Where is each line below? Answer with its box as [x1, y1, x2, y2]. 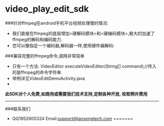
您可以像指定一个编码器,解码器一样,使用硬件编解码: [12, 42, 115, 48]
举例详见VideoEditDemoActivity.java [12, 75, 85, 81]
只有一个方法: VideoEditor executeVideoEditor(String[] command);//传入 [12, 63, 157, 69]
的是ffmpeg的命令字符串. [12, 69, 62, 75]
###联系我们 [5, 106, 31, 111]
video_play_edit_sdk [5, 3, 89, 15]
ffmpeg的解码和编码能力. [12, 36, 62, 42]
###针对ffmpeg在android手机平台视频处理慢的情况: [5, 20, 109, 26]
